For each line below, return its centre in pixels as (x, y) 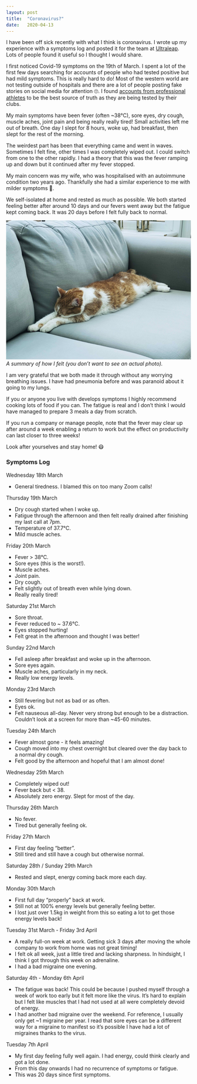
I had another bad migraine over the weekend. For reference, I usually (99, 1014)
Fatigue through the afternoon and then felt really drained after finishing (101, 516)
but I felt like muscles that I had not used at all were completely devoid (99, 1002)
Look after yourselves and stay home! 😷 (55, 447)
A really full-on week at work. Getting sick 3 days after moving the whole (102, 941)
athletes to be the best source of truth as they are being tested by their (91, 98)
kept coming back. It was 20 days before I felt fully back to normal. (87, 212)
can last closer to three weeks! (43, 435)
